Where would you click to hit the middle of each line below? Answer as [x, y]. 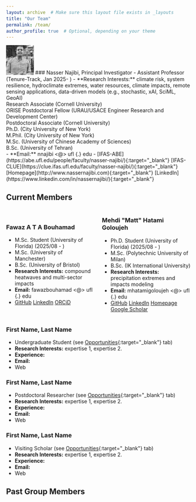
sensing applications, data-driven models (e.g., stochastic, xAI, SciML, [91, 92]
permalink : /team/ [28, 25]
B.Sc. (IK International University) [150, 265]
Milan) [118, 259]
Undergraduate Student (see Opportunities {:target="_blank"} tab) [93, 342]
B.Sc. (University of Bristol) [47, 265]
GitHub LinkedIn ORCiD [43, 302]
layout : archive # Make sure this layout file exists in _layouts [90, 12]
